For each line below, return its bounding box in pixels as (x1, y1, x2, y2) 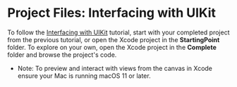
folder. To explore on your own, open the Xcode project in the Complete (7, 43, 217, 51)
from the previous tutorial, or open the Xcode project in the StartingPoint (7, 35, 220, 43)
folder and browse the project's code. (7, 51, 117, 59)
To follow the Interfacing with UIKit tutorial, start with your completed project (7, 28, 230, 36)
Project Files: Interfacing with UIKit (7, 5, 217, 21)
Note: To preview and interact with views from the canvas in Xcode (17, 64, 213, 72)
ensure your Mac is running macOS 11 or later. (17, 72, 151, 80)
